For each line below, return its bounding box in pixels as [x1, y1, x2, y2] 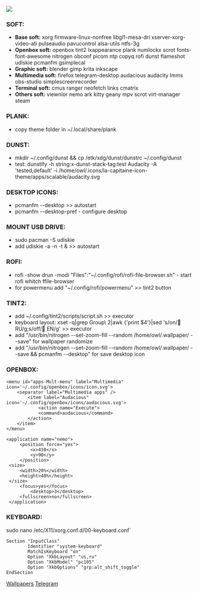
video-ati [14, 40, 38, 47]
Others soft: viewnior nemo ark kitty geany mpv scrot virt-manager [14, 91, 181, 98]
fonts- [176, 47, 192, 54]
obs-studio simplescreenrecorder [14, 78, 97, 85]
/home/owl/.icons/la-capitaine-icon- [58, 167, 148, 174]
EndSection [6, 569, 33, 576]
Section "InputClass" [6, 538, 60, 544]
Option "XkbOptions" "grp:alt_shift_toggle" [27, 564, 140, 570]
